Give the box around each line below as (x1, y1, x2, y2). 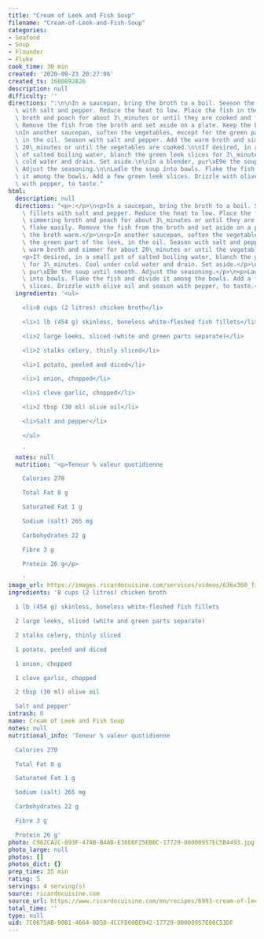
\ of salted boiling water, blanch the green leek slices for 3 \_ (15, 150, 237, 158)
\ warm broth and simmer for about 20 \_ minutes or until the (22, 246, 226, 253)
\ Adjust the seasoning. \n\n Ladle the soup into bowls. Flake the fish (15, 165, 255, 173)
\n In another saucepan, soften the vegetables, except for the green (15, 128, 247, 136)
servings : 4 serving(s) (8, 882, 86, 890)
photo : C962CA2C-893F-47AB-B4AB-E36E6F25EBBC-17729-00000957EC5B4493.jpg (8, 838, 255, 846)
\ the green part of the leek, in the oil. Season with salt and (22, 238, 241, 246)
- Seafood (8, 33, 41, 42)
